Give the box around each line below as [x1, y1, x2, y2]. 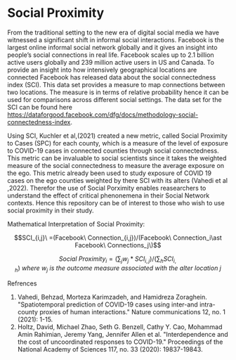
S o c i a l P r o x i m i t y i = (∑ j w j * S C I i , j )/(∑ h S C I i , [58, 255, 177, 264]
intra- [199, 300, 216, 309]
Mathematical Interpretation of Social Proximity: [7, 219, 145, 228]
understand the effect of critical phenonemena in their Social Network [7, 191, 210, 200]
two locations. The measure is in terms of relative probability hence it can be [7, 88, 230, 96]
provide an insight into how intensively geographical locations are [7, 65, 197, 74]
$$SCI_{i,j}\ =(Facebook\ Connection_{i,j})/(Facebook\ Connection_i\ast [13, 233, 223, 242]
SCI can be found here [7, 103, 72, 111]
